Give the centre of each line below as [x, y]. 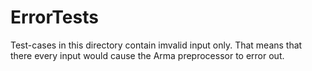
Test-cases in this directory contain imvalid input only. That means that [156, 45]
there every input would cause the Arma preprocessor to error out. [147, 55]
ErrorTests [54, 17]
